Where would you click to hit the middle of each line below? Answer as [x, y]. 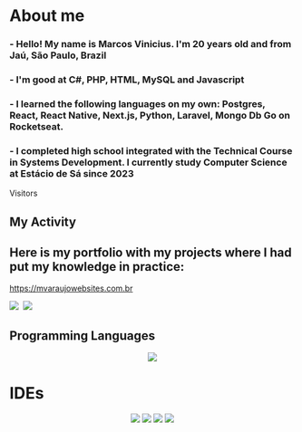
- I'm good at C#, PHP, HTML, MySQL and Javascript [127, 80]
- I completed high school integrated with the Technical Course [151, 150]
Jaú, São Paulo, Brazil [58, 55]
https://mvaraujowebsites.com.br [71, 288]
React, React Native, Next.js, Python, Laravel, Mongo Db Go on [150, 115]
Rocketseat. [36, 126]
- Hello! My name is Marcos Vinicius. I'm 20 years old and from [151, 44]
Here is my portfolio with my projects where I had [151, 253]
